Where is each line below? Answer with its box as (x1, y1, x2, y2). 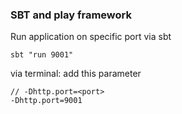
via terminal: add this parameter (10, 68, 142, 80)
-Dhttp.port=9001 (10, 96, 83, 106)
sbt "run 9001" (10, 50, 74, 60)
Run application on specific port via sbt (10, 31, 172, 43)
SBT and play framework (10, 8, 132, 22)
